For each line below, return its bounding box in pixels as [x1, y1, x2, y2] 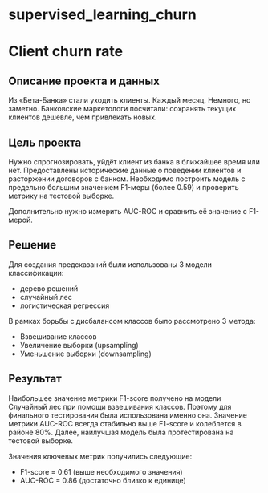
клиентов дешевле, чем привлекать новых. [8, 112, 157, 122]
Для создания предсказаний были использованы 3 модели [8, 259, 213, 269]
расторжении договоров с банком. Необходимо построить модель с [8, 174, 246, 184]
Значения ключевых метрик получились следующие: [8, 451, 193, 461]
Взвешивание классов [19, 331, 97, 341]
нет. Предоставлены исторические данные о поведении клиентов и [8, 166, 242, 175]
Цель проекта [8, 135, 82, 149]
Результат [8, 372, 63, 386]
